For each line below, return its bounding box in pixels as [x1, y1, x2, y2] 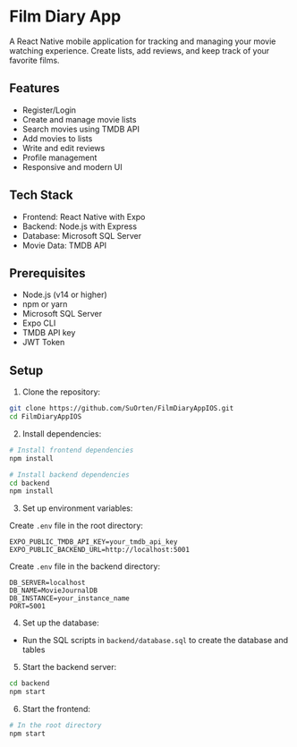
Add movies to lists [21, 132, 93, 144]
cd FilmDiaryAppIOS [9, 412, 82, 421]
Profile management [21, 152, 98, 163]
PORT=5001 [9, 602, 47, 611]
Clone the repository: [21, 386, 101, 397]
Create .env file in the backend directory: [9, 561, 161, 572]
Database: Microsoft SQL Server [21, 230, 142, 241]
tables [21, 644, 46, 655]
